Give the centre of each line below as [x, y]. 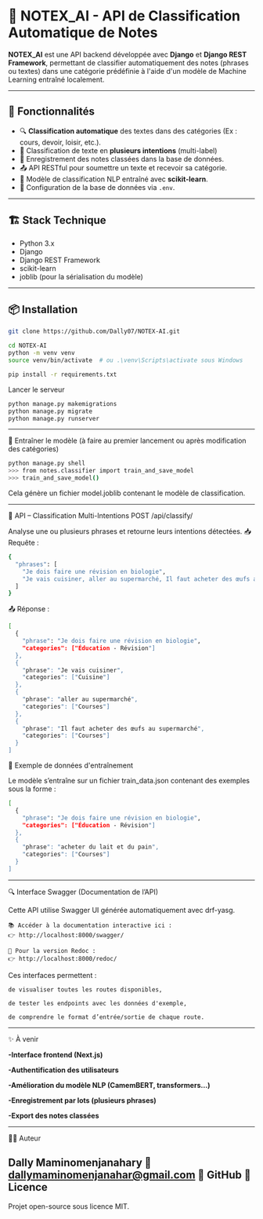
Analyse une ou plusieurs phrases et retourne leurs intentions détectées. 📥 [130, 531]
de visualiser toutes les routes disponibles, [85, 989]
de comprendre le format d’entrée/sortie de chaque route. [106, 1017]
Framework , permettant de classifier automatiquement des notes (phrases [128, 63]
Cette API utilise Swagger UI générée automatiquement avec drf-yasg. [122, 910]
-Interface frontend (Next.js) [56, 1054]
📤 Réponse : [29, 609]
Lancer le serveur [36, 389]
